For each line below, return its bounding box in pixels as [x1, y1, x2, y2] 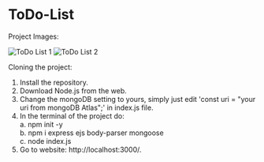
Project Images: [8, 32, 59, 41]
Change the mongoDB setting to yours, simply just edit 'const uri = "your [19, 94, 256, 104]
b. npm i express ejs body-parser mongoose [19, 128, 164, 138]
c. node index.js [19, 136, 72, 145]
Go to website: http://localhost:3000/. [19, 145, 142, 154]
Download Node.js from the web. [19, 85, 128, 96]
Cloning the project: [8, 62, 73, 72]
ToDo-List [8, 6, 75, 24]
